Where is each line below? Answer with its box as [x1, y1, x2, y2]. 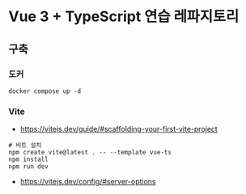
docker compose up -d [8, 86, 82, 95]
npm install [8, 155, 49, 164]
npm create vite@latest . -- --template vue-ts [8, 149, 172, 157]
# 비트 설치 [8, 141, 42, 150]
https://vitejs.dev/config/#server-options [19, 177, 156, 187]
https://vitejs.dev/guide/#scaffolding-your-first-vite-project [19, 124, 218, 134]
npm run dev [8, 162, 49, 171]
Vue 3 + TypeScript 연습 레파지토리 [8, 7, 240, 26]
